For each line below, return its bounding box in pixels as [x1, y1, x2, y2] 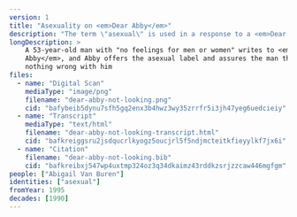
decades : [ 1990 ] [9, 194, 69, 204]
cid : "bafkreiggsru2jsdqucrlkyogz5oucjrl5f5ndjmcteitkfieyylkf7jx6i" [25, 136, 287, 145]
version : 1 [9, 12, 49, 22]
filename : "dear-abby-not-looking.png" [25, 95, 172, 105]
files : [9, 71, 34, 80]
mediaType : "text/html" [25, 120, 113, 129]
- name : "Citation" [17, 144, 89, 153]
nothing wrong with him [25, 63, 113, 72]
